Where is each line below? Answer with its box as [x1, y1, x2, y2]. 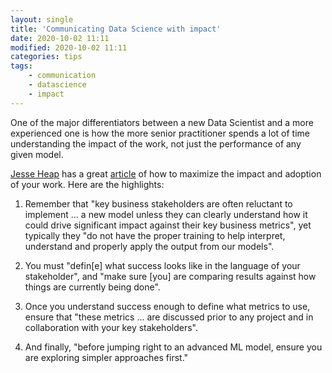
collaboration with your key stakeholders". [24, 321, 198, 333]
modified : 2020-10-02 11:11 [10, 42, 128, 53]
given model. [10, 148, 64, 160]
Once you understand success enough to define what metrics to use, [24, 300, 311, 312]
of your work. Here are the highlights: [10, 178, 165, 190]
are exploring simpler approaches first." [24, 351, 189, 363]
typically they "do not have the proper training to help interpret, [24, 229, 286, 241]
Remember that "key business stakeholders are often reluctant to [24, 197, 293, 210]
